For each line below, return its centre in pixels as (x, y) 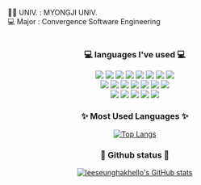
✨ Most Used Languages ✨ (135, 116)
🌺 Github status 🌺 (135, 155)
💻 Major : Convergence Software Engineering (84, 21)
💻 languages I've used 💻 (135, 54)
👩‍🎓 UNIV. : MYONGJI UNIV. (52, 13)
